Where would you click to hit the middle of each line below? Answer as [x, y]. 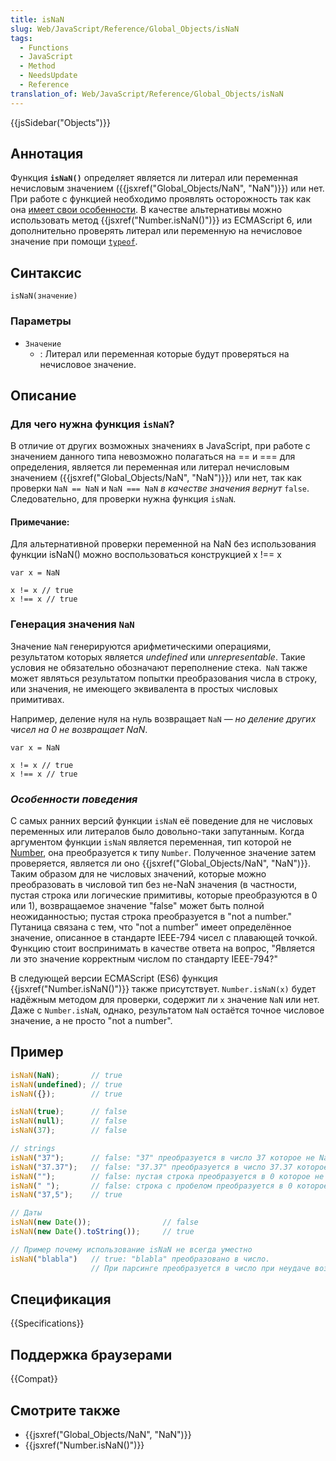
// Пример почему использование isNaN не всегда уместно [131, 1249]
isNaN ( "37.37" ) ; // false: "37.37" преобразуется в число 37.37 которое [169, 1167]
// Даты [26, 1213]
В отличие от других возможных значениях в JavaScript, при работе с [160, 446]
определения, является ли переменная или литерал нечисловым [150, 467]
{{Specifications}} [47, 1323]
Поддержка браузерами [91, 1354]
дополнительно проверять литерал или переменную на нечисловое [156, 231]
